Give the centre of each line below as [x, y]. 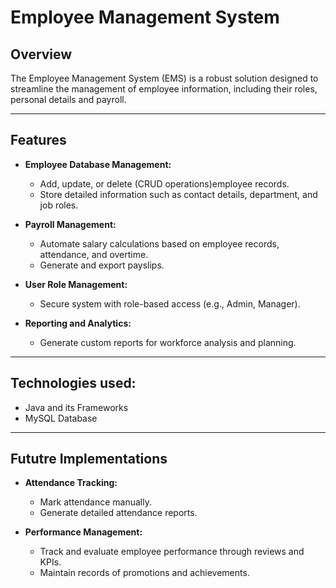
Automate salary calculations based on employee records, [159, 243]
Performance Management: [83, 532]
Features [38, 140]
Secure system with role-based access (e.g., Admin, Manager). [170, 303]
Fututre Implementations [89, 459]
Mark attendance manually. [96, 502]
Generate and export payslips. [102, 265]
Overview [41, 54]
